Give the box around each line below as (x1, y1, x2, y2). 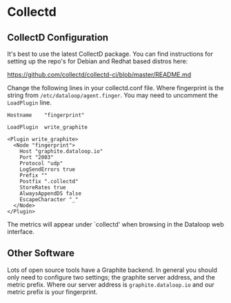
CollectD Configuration (7, 32, 109, 43)
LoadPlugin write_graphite (7, 124, 88, 131)
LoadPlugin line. (7, 98, 52, 107)
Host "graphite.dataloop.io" (19, 148, 103, 155)
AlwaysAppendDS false (19, 190, 81, 197)
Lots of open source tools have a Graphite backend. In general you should (7, 266, 217, 274)
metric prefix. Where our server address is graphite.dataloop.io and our (7, 280, 215, 289)
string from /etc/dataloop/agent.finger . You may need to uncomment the (7, 91, 219, 99)
